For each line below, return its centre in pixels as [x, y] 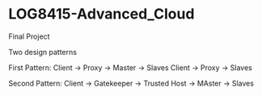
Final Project [29, 36]
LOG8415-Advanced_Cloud [101, 14]
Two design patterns [42, 52]
